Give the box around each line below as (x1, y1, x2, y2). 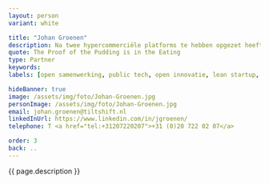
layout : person (8, 11, 59, 20)
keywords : (8, 63, 42, 72)
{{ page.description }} (8, 166, 81, 176)
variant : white (8, 19, 59, 27)
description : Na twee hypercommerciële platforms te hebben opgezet (8, 41, 242, 49)
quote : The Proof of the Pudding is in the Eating (8, 49, 181, 57)
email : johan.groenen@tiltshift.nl (8, 107, 127, 116)
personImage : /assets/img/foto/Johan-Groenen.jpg (8, 100, 178, 108)
